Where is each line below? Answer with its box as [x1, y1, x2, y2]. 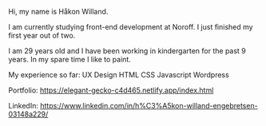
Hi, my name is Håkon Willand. [8, 7, 109, 16]
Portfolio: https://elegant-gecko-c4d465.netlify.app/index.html [8, 85, 214, 95]
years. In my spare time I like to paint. [8, 55, 132, 64]
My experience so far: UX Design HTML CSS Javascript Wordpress [8, 70, 229, 79]
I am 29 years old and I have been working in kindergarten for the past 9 [8, 46, 246, 55]
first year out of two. [8, 31, 76, 40]
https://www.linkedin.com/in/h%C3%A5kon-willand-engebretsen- [39, 101, 258, 110]
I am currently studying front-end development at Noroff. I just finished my [8, 22, 253, 31]
